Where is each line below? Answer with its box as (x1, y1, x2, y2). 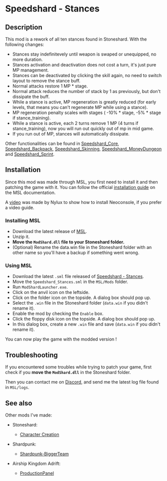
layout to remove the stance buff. (12, 78, 81, 83)
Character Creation (19, 431, 59, 437)
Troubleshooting (5, 350, 58, 359)
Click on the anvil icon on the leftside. (12, 289, 90, 295)
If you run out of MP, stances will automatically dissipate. (12, 131, 130, 136)
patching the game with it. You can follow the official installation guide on (5, 184, 156, 190)
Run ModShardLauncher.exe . (12, 284, 68, 290)
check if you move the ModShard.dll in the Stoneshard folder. (5, 369, 131, 375)
